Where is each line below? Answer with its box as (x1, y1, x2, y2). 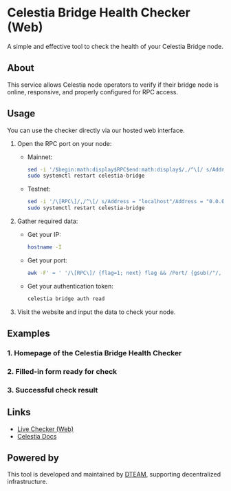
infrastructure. (7, 477, 48, 486)
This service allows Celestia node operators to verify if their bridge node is (7, 81, 219, 89)
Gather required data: (16, 217, 78, 225)
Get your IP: (27, 231, 61, 239)
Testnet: (27, 185, 51, 194)
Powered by (7, 452, 60, 464)
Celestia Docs (16, 432, 57, 440)
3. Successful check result (7, 385, 98, 395)
